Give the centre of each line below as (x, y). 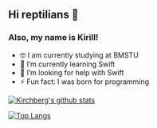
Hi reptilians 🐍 (43, 15)
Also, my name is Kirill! (53, 38)
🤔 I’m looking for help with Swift (72, 72)
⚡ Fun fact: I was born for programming (84, 82)
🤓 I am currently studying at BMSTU (79, 55)
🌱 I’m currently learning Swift (67, 64)
